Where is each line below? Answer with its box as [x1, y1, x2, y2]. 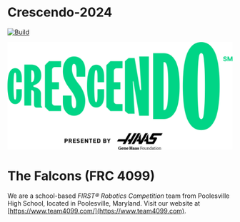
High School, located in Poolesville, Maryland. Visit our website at [7, 199, 201, 208]
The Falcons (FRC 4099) [7, 168, 156, 184]
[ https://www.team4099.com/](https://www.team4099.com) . [7, 207, 187, 216]
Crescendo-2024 [7, 4, 113, 21]
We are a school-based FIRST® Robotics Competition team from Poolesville [7, 191, 230, 200]
